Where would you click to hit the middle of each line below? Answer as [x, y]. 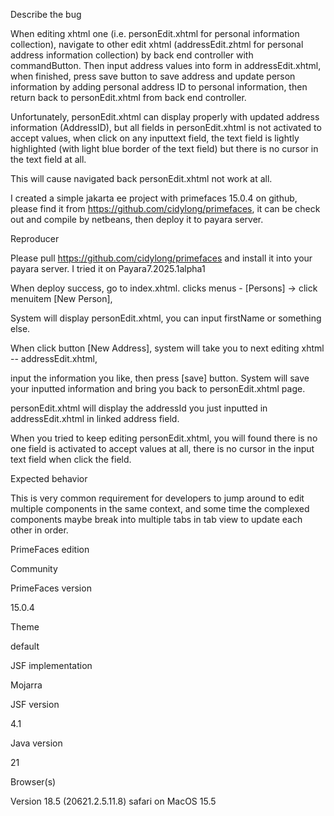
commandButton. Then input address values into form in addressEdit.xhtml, [166, 65]
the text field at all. [48, 159]
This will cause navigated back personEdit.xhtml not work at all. [141, 178]
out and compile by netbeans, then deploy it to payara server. [137, 219]
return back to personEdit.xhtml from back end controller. [128, 97]
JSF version [35, 704]
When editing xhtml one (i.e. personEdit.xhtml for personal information [155, 33]
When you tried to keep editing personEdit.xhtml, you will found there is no [164, 438]
